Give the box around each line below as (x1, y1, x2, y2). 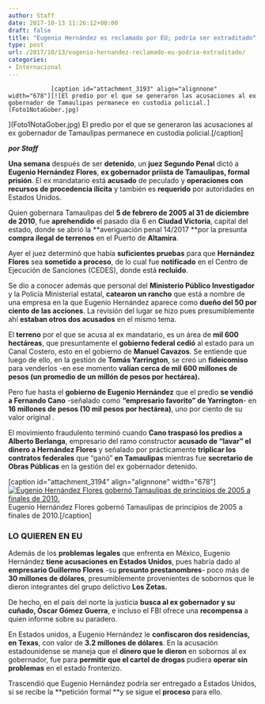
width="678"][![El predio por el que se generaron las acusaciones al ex (8, 92, 257, 100)
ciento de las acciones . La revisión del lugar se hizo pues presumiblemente (8, 306, 255, 316)
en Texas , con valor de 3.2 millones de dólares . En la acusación (8, 638, 218, 648)
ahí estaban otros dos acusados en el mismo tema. (8, 314, 176, 323)
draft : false (8, 26, 51, 34)
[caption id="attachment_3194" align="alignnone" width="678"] (8, 476, 216, 486)
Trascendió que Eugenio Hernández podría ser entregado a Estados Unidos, (8, 679, 257, 688)
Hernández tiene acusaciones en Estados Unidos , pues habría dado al (8, 557, 241, 567)
